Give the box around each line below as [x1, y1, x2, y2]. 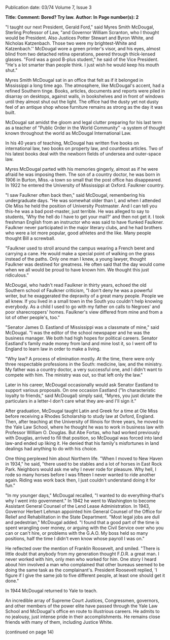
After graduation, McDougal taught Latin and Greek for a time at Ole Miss [5, 408, 158, 414]
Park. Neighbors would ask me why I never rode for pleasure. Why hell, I [5, 466, 156, 472]
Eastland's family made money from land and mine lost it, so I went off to [5, 341, 157, 346]
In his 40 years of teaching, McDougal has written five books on [5, 140, 140, 146]
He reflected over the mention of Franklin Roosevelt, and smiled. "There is [5, 545, 160, 551]
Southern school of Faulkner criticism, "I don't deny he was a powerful [5, 287, 153, 293]
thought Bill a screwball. [5, 235, 56, 241]
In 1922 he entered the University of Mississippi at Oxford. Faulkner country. [5, 182, 165, 188]
